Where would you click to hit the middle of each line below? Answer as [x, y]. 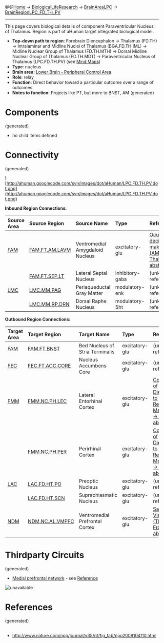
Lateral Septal [91, 273]
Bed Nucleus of [97, 345]
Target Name [94, 334]
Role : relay [23, 77]
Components [32, 112]
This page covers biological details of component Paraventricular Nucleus [79, 26]
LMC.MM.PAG [45, 290]
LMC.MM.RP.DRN [49, 304]
